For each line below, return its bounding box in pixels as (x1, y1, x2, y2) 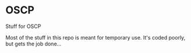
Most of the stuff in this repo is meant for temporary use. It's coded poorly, (5, 34, 186, 41)
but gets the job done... (5, 40, 62, 47)
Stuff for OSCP (5, 23, 41, 30)
